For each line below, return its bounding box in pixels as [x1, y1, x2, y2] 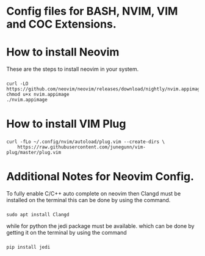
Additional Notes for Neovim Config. [6, 170, 194, 184]
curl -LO [6, 81, 29, 87]
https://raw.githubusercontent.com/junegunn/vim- [17, 144, 146, 150]
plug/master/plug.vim [6, 150, 62, 156]
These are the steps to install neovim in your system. [6, 65, 139, 73]
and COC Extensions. [6, 17, 117, 31]
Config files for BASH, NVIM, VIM [6, 4, 178, 18]
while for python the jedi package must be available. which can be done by [6, 222, 195, 230]
